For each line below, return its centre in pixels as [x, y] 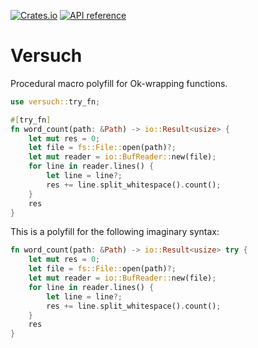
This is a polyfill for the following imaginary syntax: [115, 232]
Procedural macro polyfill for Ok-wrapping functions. [119, 83]
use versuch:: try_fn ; [55, 101]
